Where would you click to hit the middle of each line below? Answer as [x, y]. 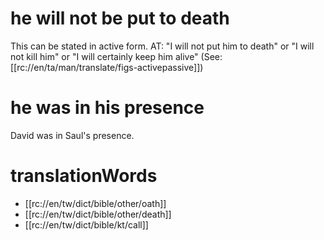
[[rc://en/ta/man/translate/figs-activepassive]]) [107, 67]
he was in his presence [107, 108]
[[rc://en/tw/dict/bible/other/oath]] [95, 203]
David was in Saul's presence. [72, 135]
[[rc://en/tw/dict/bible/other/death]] [98, 214]
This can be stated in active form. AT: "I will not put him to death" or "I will [162, 46]
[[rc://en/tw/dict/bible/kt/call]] [86, 224]
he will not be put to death [120, 18]
